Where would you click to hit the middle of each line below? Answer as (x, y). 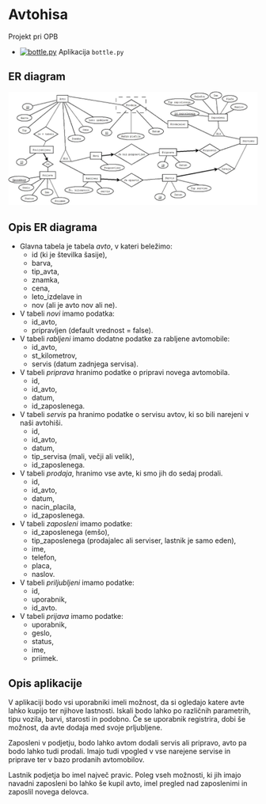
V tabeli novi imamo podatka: (67, 313)
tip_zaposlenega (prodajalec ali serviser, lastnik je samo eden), (134, 540)
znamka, (46, 280)
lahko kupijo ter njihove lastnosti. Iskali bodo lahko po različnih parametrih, (129, 711)
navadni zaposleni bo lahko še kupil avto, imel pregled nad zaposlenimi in (128, 783)
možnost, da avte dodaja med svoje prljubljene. (85, 727)
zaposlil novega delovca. (49, 791)
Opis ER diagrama (53, 227)
